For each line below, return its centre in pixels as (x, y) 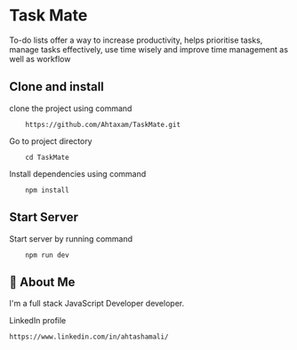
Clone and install (57, 87)
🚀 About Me (42, 282)
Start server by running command (71, 239)
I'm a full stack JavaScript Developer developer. (97, 304)
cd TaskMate (47, 157)
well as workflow (40, 59)
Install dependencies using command (78, 173)
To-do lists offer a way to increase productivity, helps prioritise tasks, (136, 40)
